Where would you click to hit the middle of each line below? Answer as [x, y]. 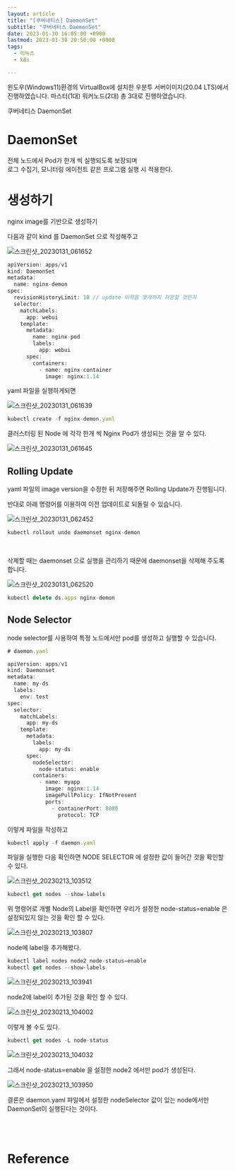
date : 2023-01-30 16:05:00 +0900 [56, 34]
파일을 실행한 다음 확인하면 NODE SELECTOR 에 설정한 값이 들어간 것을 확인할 [116, 857]
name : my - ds [31, 684]
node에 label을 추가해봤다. [44, 948]
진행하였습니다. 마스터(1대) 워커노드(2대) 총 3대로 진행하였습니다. [97, 95]
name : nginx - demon [41, 284]
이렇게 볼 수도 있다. [34, 1027]
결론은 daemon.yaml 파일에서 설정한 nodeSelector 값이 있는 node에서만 [108, 1100]
